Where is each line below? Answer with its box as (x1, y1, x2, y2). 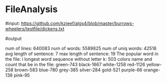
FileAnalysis (5, 4, 58, 15)
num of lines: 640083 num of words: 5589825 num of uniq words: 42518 (5, 45, 157, 51)
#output (5, 35, 22, 41)
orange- (143, 67, 160, 73)
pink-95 (13, 72, 30, 78)
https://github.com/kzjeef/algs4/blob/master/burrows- (21, 20, 134, 26)
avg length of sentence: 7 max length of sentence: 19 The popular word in (5, 51, 159, 57)
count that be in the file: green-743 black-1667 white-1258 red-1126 (5, 61, 145, 67)
